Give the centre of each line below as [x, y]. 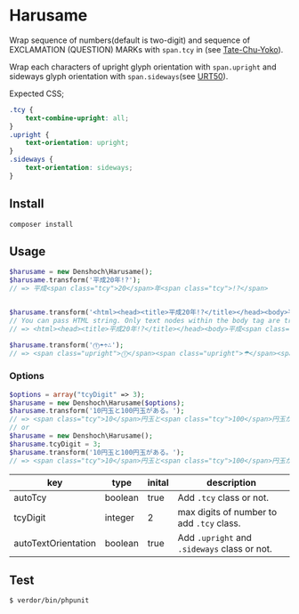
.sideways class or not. [225, 548]
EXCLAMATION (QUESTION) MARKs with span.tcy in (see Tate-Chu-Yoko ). [146, 49]
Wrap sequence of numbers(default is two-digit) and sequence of [130, 40]
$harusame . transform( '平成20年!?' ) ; [75, 280]
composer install [41, 224]
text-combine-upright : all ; [77, 118]
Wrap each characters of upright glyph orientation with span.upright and [143, 67]
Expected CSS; [37, 93]
